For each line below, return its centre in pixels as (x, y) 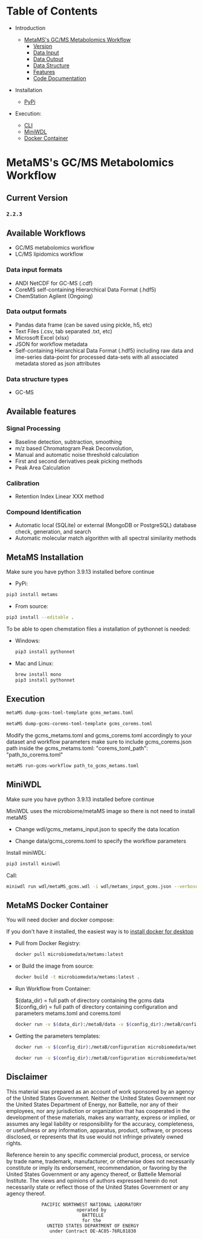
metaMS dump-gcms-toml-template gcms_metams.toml (70, 713)
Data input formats (34, 270)
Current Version (37, 198)
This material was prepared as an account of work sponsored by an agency (100, 1091)
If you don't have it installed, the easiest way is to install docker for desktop (100, 932)
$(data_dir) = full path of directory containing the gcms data (89, 1000)
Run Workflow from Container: (53, 989)
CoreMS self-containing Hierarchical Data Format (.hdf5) (85, 290)
